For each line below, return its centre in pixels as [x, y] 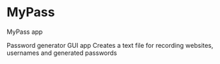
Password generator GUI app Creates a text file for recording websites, [110, 45]
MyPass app [25, 32]
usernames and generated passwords [62, 53]
